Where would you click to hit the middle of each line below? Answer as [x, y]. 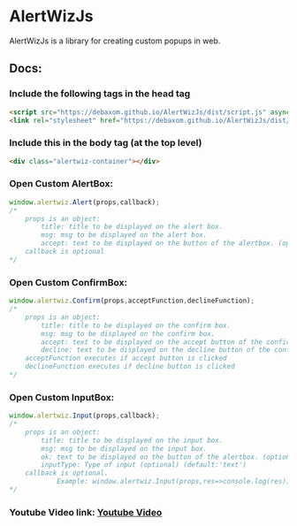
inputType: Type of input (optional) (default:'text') [144, 465]
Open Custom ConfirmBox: [69, 282]
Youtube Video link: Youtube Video [86, 512]
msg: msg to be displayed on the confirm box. [128, 333]
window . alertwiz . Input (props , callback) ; [85, 416]
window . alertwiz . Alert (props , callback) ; [85, 202]
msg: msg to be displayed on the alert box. [124, 235]
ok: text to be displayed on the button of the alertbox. [150, 457]
